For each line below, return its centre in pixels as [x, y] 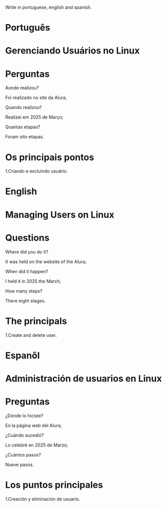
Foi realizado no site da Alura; [36, 97]
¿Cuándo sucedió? [25, 435]
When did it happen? [27, 271]
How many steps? [24, 291]
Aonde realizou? [22, 88]
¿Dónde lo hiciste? [24, 416]
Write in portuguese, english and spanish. [48, 7]
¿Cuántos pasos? [23, 454]
